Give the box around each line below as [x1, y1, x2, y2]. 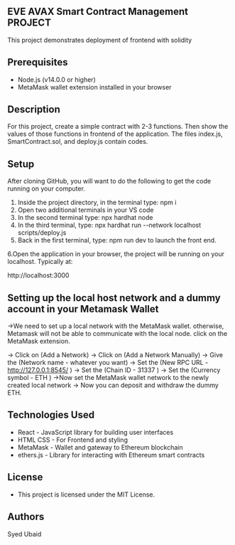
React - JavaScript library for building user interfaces [17, 428, 174, 436]
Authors [7, 511, 45, 523]
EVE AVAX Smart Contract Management [7, 6, 188, 18]
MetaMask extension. [7, 337, 70, 346]
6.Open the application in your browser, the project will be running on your [7, 250, 225, 258]
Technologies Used [7, 409, 94, 421]
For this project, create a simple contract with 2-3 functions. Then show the [7, 122, 229, 131]
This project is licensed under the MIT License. [17, 490, 155, 499]
